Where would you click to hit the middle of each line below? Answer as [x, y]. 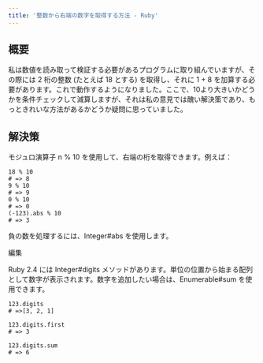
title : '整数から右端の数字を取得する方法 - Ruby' [83, 15]
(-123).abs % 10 [35, 214]
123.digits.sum [33, 346]
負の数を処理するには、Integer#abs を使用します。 [91, 236]
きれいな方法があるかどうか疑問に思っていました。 [104, 109]
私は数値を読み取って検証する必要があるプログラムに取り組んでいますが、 [128, 70]
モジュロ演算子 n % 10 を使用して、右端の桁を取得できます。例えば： [120, 157]
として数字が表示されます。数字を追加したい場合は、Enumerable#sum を [127, 279]
